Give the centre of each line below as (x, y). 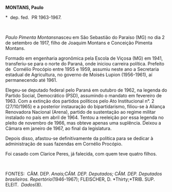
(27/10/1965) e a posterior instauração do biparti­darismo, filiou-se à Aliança (85, 107)
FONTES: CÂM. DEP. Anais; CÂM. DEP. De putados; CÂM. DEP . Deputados (84, 174)
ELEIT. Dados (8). (24, 185)
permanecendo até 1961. (31, 80)
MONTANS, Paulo (24, 7)
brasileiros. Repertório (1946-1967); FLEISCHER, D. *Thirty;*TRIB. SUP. (80, 179)
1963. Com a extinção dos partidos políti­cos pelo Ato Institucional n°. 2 (80, 101)
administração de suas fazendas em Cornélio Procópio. (64, 144)
